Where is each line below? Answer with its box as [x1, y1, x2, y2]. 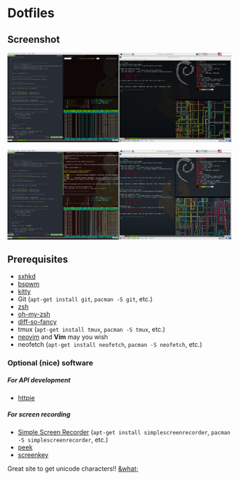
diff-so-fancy [17, 318, 57, 326]
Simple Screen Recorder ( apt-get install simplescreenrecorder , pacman [17, 428, 231, 437]
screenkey [17, 451, 48, 459]
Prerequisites [7, 253, 68, 265]
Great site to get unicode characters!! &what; [7, 464, 139, 473]
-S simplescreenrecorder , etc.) [17, 436, 109, 444]
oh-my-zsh [17, 310, 51, 318]
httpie [17, 394, 36, 402]
